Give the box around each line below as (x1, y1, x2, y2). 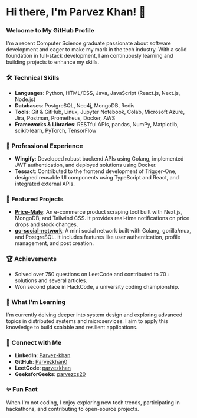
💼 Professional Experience (6, 142, 84, 150)
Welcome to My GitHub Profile (6, 27, 94, 35)
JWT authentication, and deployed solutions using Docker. (14, 162, 157, 169)
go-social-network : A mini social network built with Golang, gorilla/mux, (14, 227, 192, 234)
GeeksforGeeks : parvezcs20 (14, 371, 86, 378)
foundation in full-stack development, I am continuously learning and (6, 53, 173, 60)
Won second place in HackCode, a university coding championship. (14, 283, 180, 290)
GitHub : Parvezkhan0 (14, 358, 68, 365)
